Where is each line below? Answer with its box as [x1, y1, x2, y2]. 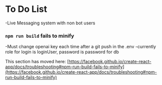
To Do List [5, 3, 47, 15]
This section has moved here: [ [5, 59, 69, 65]
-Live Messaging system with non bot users [5, 20, 95, 26]
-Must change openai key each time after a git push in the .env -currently [5, 44, 156, 50]
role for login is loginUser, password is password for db [5, 49, 119, 55]
